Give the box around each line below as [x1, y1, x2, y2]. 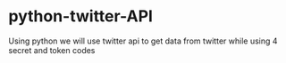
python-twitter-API [8, 6, 154, 27]
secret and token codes [8, 44, 96, 55]
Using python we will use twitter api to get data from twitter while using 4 [8, 35, 278, 46]
